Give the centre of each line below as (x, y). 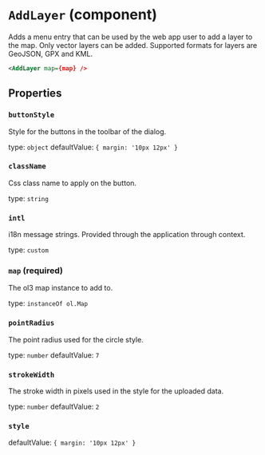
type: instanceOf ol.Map (48, 303)
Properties (35, 93)
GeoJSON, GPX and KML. (51, 53)
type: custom (29, 250)
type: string (29, 198)
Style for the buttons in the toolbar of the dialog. (87, 131)
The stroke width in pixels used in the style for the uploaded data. (116, 391)
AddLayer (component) (83, 15)
